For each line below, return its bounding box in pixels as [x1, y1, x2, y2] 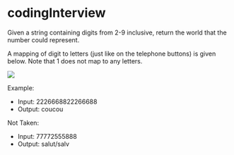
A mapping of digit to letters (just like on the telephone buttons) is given [7, 49, 216, 58]
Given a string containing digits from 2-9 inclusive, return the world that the [7, 28, 228, 37]
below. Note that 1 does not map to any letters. [7, 56, 143, 65]
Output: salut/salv [17, 139, 69, 148]
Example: [7, 83, 35, 92]
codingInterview [7, 5, 106, 21]
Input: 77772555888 [17, 132, 78, 140]
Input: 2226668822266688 [17, 97, 98, 106]
